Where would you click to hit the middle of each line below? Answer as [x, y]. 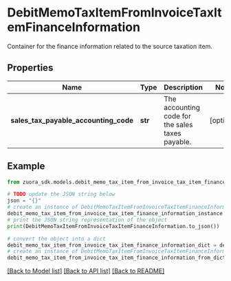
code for [177, 116]
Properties [30, 68]
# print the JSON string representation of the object [87, 220]
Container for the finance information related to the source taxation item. [110, 46]
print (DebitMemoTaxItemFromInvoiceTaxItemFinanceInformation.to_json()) [113, 226]
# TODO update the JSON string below [61, 194]
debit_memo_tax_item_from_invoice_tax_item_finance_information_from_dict [117, 258]
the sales [178, 124]
